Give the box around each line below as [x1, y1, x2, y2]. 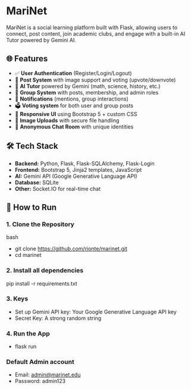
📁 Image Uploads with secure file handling [14, 117, 120, 124]
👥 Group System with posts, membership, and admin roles [14, 89, 159, 96]
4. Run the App [6, 329, 51, 337]
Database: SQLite [14, 178, 59, 186]
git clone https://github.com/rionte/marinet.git [14, 245, 128, 252]
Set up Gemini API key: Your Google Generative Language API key [14, 308, 177, 315]
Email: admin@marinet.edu [14, 371, 81, 378]
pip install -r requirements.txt [6, 280, 77, 287]
